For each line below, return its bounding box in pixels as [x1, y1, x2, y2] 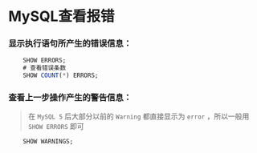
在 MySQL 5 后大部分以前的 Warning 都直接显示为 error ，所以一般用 [27, 111, 250, 121]
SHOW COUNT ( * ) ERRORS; [22, 71, 99, 80]
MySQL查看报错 [8, 7, 115, 26]
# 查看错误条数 [22, 64, 67, 72]
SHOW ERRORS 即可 [27, 122, 84, 131]
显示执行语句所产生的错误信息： [8, 38, 133, 49]
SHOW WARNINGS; [22, 138, 74, 146]
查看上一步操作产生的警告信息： [8, 92, 133, 103]
